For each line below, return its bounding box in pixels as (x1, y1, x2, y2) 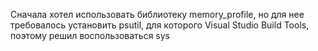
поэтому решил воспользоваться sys (10, 30, 170, 41)
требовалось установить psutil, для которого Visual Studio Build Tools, (10, 19, 310, 31)
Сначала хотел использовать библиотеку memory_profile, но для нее (10, 9, 305, 20)
